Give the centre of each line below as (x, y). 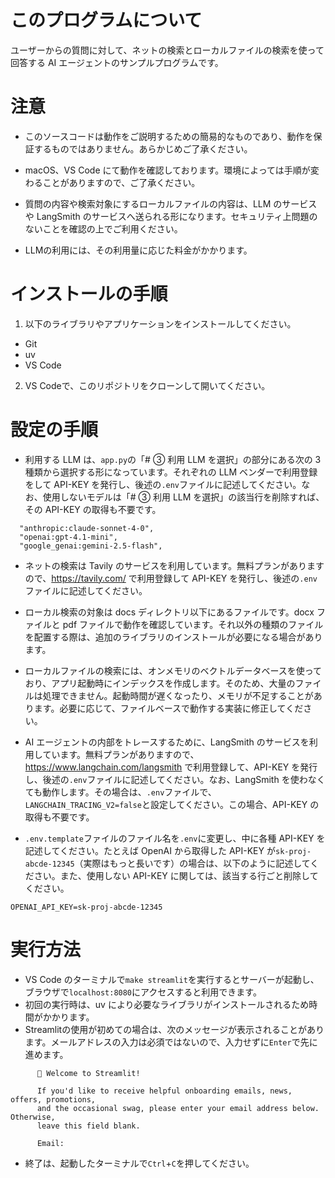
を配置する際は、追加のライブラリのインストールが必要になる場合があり (173, 637)
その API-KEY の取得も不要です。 (93, 509)
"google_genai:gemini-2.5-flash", (91, 546)
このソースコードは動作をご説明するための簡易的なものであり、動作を (169, 136)
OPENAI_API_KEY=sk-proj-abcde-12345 (86, 907)
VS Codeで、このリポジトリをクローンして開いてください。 (147, 385)
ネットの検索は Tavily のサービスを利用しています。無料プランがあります (174, 565)
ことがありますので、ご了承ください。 (121, 182)
